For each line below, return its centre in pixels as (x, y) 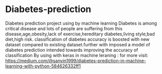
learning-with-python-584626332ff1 (43, 66)
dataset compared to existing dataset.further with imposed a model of (78, 44)
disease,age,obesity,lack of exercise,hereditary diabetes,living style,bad (80, 34)
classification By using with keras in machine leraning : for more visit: (77, 55)
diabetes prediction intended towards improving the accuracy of (72, 50)
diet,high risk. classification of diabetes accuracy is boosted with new (77, 39)
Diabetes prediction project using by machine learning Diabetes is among (81, 23)
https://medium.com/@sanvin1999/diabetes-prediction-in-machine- (76, 60)
